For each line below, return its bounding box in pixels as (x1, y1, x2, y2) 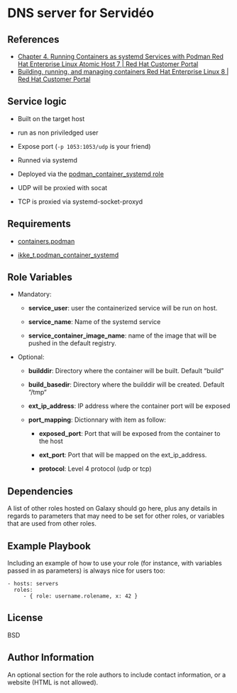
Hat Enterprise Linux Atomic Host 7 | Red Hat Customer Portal (17, 60, 199, 68)
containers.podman (17, 236, 75, 245)
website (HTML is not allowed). (7, 678, 99, 687)
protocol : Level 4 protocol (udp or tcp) (38, 464, 152, 473)
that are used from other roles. (7, 519, 97, 528)
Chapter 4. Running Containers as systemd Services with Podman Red (17, 52, 224, 61)
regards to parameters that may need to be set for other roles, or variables (7, 511, 225, 521)
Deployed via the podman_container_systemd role (17, 170, 165, 178)
